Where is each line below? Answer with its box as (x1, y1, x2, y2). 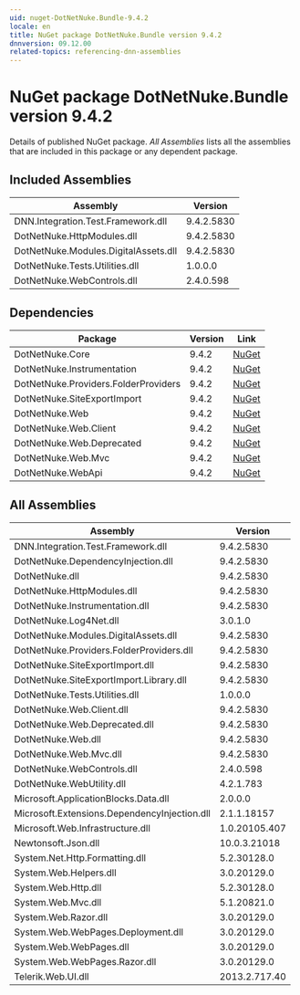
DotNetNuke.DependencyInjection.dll (14, 554, 173, 567)
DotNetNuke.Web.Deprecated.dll (14, 717, 155, 730)
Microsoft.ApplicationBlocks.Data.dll (14, 791, 170, 804)
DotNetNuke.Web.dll (14, 732, 102, 745)
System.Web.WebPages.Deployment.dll (14, 926, 184, 938)
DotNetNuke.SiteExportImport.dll (14, 658, 155, 671)
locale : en (9, 22, 51, 31)
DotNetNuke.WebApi (14, 466, 103, 479)
